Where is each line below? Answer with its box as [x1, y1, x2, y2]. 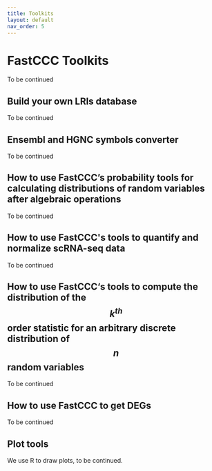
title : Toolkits [7, 10, 54, 17]
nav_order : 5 [7, 23, 45, 30]
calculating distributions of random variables [7, 183, 205, 194]
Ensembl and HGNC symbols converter [7, 134, 179, 146]
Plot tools [7, 438, 49, 450]
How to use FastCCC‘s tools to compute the [7, 281, 198, 292]
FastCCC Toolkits [7, 52, 109, 68]
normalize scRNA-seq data [7, 243, 126, 254]
